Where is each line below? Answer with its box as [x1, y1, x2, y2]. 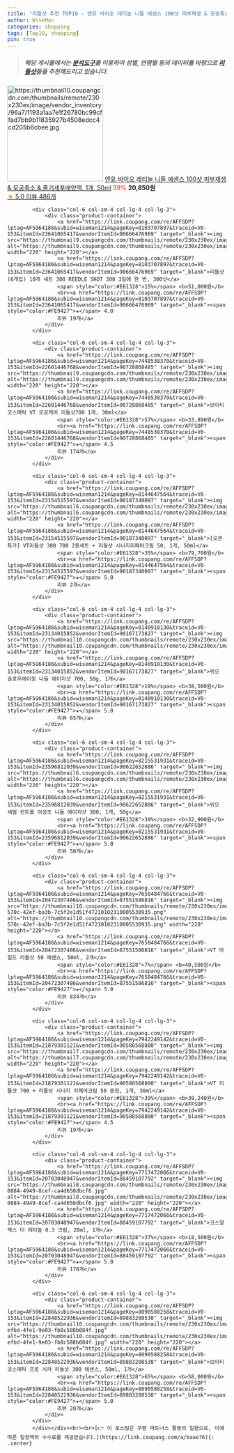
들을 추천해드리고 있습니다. [36, 67, 109, 75]
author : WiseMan [7, 17, 54, 24]
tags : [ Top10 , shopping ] [7, 29, 79, 37]
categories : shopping [7, 23, 70, 30]
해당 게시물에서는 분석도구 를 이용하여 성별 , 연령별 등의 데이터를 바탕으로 [24, 59, 218, 67]
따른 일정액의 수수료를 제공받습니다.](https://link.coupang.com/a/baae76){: [7, 1434, 214, 1441]
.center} [7, 1440, 33, 1447]
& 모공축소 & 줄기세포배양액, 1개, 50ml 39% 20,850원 [7, 184, 156, 192]
